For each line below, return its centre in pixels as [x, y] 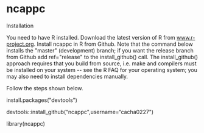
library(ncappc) [26, 123]
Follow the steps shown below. [45, 88]
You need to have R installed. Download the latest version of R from [91, 37]
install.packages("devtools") [42, 100]
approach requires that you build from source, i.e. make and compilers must [101, 63]
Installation [20, 26]
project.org [20, 44]
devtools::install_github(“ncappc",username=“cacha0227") [80, 112]
